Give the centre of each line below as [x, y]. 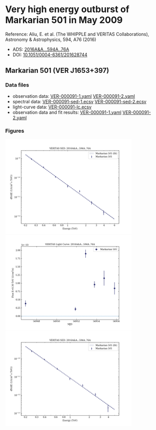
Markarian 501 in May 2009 [64, 20]
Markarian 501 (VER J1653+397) [57, 71]
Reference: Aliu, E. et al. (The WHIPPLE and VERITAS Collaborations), [77, 34]
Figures [15, 131]
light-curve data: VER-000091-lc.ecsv [52, 107]
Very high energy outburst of [67, 9]
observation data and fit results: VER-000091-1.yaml [67, 112]
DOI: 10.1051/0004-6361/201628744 [50, 55]
